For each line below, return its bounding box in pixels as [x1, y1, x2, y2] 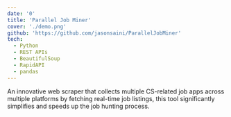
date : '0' [7, 10, 36, 17]
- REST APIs [13, 49, 49, 56]
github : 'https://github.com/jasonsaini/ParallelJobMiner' [7, 29, 182, 37]
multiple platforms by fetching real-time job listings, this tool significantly [7, 94, 215, 102]
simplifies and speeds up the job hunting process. [7, 102, 150, 110]
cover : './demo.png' [7, 23, 67, 30]
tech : [7, 36, 23, 43]
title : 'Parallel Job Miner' [7, 17, 92, 24]
